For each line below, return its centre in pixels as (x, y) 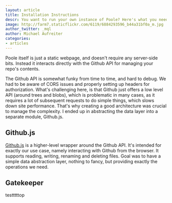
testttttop (15, 195)
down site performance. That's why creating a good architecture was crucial (86, 106)
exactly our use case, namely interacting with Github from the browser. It (82, 150)
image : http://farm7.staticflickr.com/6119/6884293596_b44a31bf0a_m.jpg (84, 24)
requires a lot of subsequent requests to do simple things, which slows (80, 100)
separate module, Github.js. (35, 117)
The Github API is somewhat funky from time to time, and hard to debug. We (86, 78)
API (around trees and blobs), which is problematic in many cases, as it (80, 95)
